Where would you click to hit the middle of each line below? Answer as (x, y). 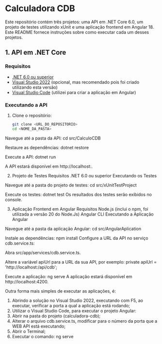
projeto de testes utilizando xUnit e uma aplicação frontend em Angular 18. (80, 27)
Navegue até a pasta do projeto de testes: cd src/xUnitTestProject (71, 185)
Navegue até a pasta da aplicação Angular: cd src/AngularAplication (73, 229)
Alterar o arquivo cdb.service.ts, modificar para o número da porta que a (85, 321)
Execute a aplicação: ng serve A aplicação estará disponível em (69, 276)
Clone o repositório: (32, 115)
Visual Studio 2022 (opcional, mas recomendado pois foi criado (76, 82)
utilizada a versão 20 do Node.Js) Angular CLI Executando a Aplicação (83, 214)
